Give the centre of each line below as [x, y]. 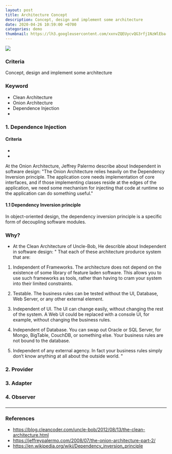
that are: [21, 257]
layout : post [19, 10]
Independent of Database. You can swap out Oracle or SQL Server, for [87, 330]
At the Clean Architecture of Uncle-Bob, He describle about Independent [89, 247]
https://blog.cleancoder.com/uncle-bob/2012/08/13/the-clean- [79, 430]
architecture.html [31, 435]
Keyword [17, 86]
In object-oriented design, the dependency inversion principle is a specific [84, 216]
